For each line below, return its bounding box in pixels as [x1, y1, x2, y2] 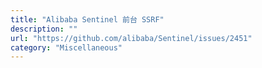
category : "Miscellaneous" [10, 42, 123, 53]
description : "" [10, 24, 78, 34]
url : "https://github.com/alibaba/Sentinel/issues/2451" [10, 33, 253, 43]
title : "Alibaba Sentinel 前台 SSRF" [10, 14, 165, 25]
